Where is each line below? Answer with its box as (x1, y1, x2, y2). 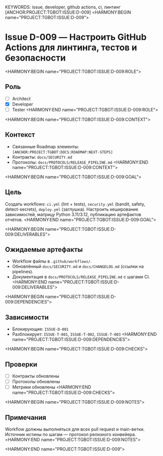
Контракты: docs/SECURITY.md (12, 154, 72, 160)
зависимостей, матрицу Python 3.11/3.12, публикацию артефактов (5, 211, 142, 217)
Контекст (5, 130, 35, 139)
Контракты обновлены (12, 373, 60, 379)
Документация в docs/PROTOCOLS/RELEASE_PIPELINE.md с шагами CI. (12, 274, 150, 280)
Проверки (5, 360, 38, 369)
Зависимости (5, 313, 49, 322)
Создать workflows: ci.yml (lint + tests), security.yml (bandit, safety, (5, 201, 145, 207)
